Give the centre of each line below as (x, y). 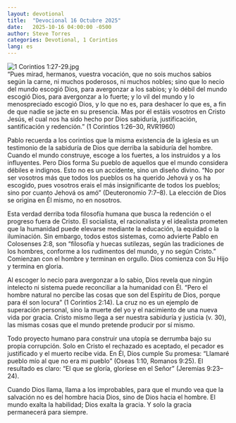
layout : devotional (36, 14)
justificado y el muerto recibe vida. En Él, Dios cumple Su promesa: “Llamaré (118, 354)
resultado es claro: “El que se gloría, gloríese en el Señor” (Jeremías (106, 368)
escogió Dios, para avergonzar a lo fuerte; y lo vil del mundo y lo (101, 97)
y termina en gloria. (36, 266)
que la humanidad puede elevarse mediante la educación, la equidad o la (113, 229)
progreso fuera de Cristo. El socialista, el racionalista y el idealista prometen (118, 221)
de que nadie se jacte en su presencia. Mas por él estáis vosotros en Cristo (116, 111)
